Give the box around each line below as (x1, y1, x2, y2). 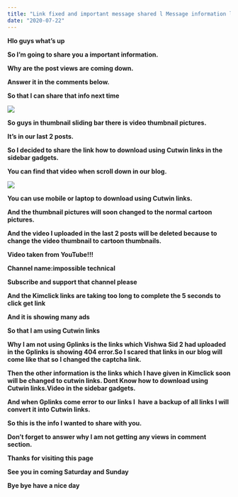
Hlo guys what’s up (7, 36, 65, 45)
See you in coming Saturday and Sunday (7, 467, 129, 476)
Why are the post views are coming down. (7, 64, 134, 72)
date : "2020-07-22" (7, 17, 65, 24)
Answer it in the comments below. (7, 77, 110, 86)
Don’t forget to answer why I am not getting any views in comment (7, 433, 207, 441)
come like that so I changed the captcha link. (7, 355, 142, 363)
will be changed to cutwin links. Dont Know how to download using (7, 376, 209, 384)
